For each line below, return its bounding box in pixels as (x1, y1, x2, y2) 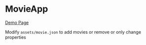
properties (5, 34, 26, 40)
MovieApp (5, 3, 48, 15)
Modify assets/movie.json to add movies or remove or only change (5, 29, 142, 35)
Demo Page (5, 20, 29, 25)
